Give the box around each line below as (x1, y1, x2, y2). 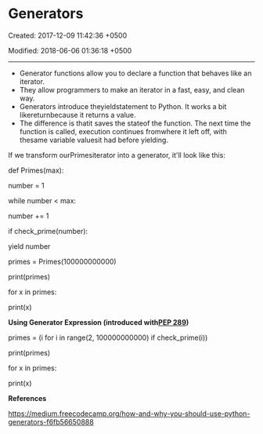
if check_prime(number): (8, 226, 88, 235)
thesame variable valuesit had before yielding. (19, 135, 168, 144)
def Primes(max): (8, 166, 64, 175)
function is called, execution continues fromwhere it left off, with (19, 126, 227, 136)
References (8, 393, 47, 403)
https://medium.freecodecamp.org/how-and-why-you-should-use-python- (8, 409, 250, 418)
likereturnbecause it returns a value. (19, 110, 136, 119)
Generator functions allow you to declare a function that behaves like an (19, 68, 252, 78)
